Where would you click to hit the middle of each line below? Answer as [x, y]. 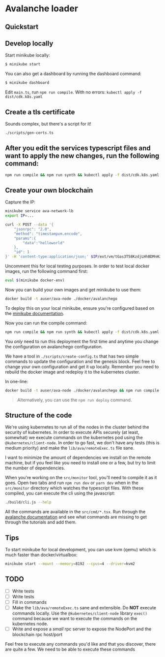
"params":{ [25, 238]
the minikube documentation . [35, 313]
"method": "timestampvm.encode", [48, 234]
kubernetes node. [30, 624]
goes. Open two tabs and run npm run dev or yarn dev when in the [72, 483]
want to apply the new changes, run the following [82, 156]
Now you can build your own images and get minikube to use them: [73, 290]
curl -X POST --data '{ [29, 225]
